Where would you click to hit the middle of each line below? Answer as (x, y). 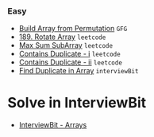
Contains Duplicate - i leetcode (69, 54)
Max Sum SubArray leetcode (65, 45)
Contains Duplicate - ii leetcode (70, 62)
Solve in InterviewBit (77, 103)
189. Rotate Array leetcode (62, 37)
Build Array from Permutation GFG (73, 29)
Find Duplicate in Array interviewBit (79, 71)
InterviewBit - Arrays (53, 125)
